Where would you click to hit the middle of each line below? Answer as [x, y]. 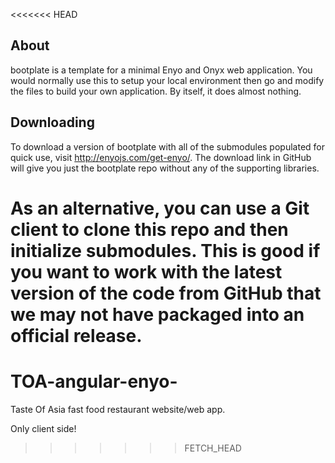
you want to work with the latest [146, 271]
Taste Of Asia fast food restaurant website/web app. [118, 409]
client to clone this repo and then [149, 229]
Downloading [52, 122]
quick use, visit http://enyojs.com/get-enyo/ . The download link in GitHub [161, 157]
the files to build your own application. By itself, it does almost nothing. [156, 91]
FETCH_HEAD [213, 448]
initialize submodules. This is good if [165, 250]
